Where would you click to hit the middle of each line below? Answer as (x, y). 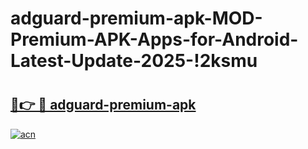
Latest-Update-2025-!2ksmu (134, 61)
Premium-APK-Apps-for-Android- (154, 39)
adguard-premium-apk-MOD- (136, 18)
